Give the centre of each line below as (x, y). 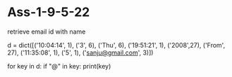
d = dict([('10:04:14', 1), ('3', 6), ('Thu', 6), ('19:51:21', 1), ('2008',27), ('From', (116, 45)
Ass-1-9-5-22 (49, 12)
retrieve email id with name (47, 31)
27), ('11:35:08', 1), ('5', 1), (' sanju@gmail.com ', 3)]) (80, 52)
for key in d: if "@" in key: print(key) (59, 66)
